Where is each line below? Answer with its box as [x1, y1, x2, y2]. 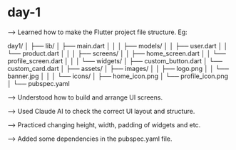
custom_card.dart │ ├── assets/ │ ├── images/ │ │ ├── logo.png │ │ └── [7, 64, 230, 73]
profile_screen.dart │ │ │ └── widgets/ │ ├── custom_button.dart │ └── [7, 56, 223, 65]
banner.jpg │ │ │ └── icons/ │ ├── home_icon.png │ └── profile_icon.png [7, 72, 229, 80]
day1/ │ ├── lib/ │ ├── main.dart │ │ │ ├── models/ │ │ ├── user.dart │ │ [7, 41, 228, 50]
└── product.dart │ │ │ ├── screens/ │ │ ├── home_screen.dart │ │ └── [7, 49, 226, 58]
